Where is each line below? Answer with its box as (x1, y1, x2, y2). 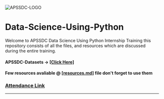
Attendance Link (5, 82, 45, 89)
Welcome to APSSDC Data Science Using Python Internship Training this (5, 37, 151, 43)
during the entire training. (5, 48, 56, 53)
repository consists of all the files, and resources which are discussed (5, 43, 146, 49)
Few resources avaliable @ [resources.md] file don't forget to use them (5, 70, 153, 76)
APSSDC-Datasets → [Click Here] (5, 59, 74, 65)
